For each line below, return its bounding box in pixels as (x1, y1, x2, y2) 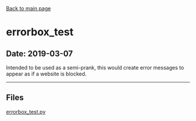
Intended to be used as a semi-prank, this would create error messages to (6, 64, 184, 71)
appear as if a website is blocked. (6, 70, 87, 77)
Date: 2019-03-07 (6, 49, 73, 58)
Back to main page (6, 5, 51, 12)
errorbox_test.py (6, 108, 46, 115)
